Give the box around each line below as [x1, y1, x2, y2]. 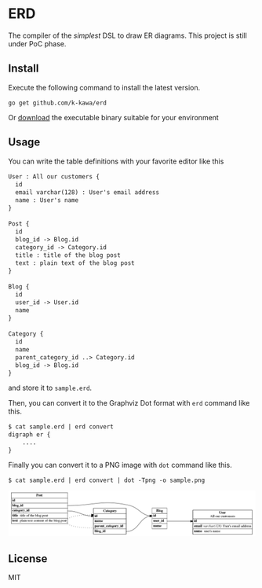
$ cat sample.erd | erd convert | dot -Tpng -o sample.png [8, 476, 206, 484]
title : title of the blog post [15, 251, 122, 259]
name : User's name [15, 196, 79, 204]
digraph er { [8, 430, 51, 439]
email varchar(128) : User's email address [15, 188, 159, 197]
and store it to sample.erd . [8, 383, 93, 392]
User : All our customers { [8, 172, 100, 181]
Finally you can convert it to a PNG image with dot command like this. [8, 460, 233, 469]
